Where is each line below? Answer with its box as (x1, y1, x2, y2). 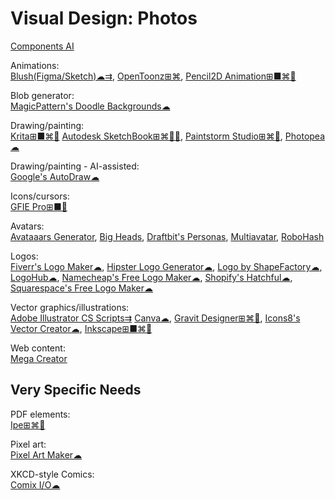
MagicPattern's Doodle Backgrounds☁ (10, 100, 171, 112)
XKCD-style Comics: (10, 468, 95, 480)
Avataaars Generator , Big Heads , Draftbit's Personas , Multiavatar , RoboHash (10, 230, 325, 242)
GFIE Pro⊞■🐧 (10, 200, 68, 212)
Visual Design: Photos (10, 7, 198, 30)
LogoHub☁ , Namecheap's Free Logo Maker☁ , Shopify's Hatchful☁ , (10, 271, 293, 283)
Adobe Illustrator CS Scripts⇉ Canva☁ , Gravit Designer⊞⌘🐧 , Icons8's (10, 312, 301, 324)
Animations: (10, 59, 60, 71)
